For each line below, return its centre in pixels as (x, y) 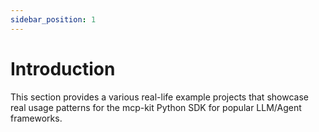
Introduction (63, 68)
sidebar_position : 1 (53, 19)
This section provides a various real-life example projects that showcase (159, 97)
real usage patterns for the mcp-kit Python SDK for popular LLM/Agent (156, 107)
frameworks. (36, 118)
